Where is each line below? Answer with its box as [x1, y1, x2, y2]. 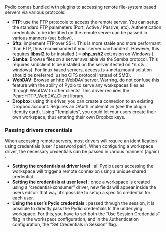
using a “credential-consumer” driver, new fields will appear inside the [12, 184, 156, 190]
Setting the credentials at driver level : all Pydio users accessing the [12, 163, 154, 169]
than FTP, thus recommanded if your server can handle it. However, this [12, 46, 160, 51]
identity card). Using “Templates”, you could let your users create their [12, 109, 156, 115]
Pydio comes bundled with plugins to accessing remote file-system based [5, 4, 157, 10]
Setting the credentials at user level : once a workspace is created [12, 179, 150, 185]
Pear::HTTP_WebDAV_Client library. [12, 93, 85, 99]
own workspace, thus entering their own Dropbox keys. [12, 114, 125, 120]
